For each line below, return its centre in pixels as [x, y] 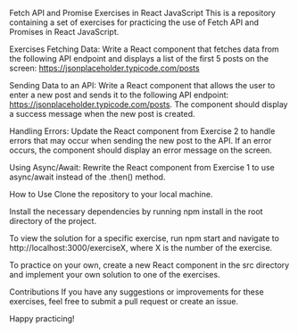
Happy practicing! [42, 319]
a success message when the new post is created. [102, 114]
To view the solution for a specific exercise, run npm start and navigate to [144, 238]
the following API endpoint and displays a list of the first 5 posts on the [139, 58]
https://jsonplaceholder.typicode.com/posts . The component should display [149, 104]
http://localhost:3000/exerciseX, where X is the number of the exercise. [141, 248]
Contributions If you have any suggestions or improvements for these [137, 292]
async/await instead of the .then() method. [87, 177]
